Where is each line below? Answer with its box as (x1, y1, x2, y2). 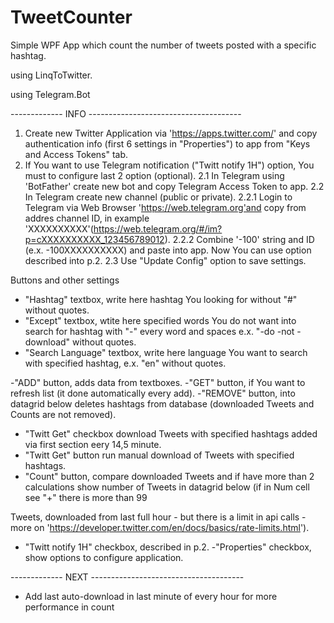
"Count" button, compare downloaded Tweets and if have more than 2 (24, 470, 315, 482)
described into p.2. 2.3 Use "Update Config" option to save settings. (24, 254, 307, 266)
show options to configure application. (24, 551, 184, 563)
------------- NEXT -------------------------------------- (10, 571, 245, 583)
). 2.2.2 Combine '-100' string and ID (164, 233, 315, 245)
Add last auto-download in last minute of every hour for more (24, 590, 278, 602)
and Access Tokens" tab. (24, 148, 129, 160)
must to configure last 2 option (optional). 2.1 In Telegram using (24, 169, 285, 181)
